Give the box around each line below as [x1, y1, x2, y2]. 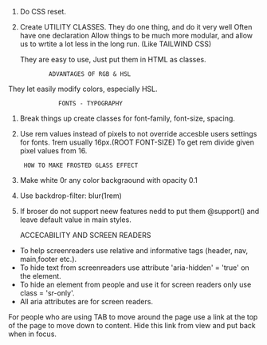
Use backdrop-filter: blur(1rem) [19, 191, 122, 200]
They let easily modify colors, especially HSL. [8, 84, 158, 93]
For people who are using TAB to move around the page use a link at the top [8, 312, 258, 322]
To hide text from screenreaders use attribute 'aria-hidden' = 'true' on [19, 263, 249, 272]
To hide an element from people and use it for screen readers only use [19, 280, 252, 289]
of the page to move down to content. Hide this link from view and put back [8, 321, 257, 330]
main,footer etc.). [19, 255, 77, 264]
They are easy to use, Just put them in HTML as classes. [19, 55, 206, 64]
